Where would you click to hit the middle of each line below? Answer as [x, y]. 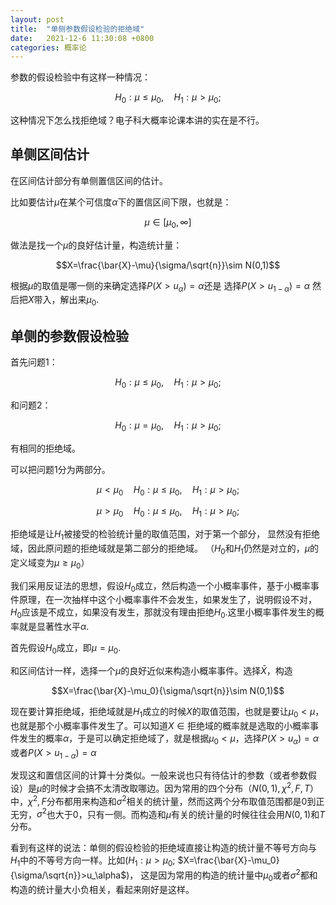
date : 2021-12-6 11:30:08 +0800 [82, 38]
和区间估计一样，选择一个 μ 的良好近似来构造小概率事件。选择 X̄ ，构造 [151, 671]
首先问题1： [34, 362]
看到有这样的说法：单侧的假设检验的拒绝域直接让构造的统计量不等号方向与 [163, 848]
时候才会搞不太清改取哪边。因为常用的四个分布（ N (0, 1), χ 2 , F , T [180, 788]
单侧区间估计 [50, 154]
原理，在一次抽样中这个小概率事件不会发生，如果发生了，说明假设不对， [167, 600]
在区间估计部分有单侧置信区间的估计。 [89, 180]
